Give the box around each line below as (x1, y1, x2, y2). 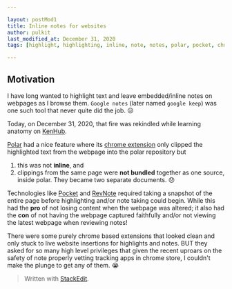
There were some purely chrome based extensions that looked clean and (7, 232, 215, 240)
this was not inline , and (17, 161, 84, 169)
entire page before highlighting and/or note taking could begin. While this (7, 196, 215, 204)
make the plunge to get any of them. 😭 (7, 261, 119, 269)
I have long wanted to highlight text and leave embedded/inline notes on (7, 91, 213, 100)
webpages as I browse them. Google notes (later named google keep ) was (7, 99, 217, 107)
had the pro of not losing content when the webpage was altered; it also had (7, 203, 224, 212)
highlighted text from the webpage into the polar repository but (7, 148, 186, 156)
